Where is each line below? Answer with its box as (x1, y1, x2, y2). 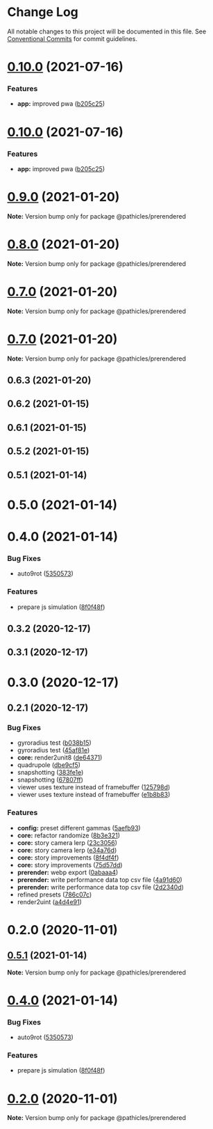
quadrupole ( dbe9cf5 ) (17, 761, 81, 769)
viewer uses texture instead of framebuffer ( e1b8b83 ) (17, 791, 171, 799)
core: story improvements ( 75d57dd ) (17, 860, 123, 869)
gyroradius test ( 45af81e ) (17, 746, 90, 755)
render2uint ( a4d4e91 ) (17, 897, 82, 906)
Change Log (7, 4, 78, 20)
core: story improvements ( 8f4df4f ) (17, 853, 119, 862)
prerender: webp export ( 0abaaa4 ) (17, 868, 119, 876)
